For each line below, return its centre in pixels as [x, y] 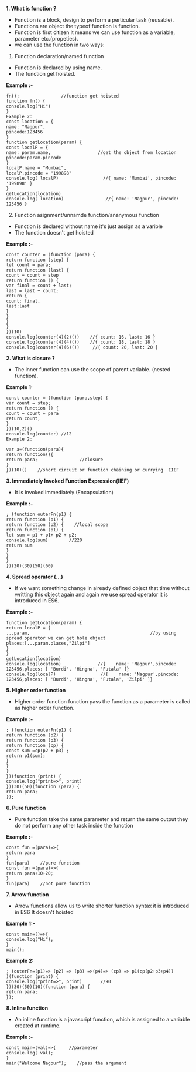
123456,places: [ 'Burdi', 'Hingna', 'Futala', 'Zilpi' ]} [80, 679]
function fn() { [26, 101]
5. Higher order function [36, 690]
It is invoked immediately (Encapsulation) [64, 492]
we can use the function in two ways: [59, 45]
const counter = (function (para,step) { [57, 398]
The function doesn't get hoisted [54, 232]
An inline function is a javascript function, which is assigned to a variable [102, 1019]
